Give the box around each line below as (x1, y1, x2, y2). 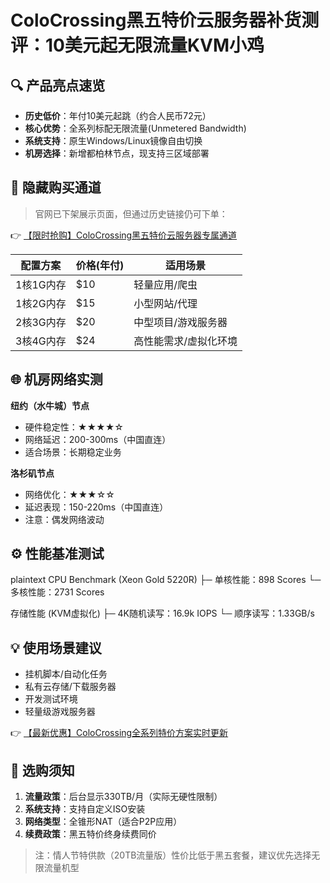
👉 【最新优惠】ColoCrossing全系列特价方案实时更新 (10, 727, 229, 739)
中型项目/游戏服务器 (133, 315, 228, 329)
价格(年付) (75, 258, 125, 272)
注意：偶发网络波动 (24, 513, 105, 525)
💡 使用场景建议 (10, 639, 102, 656)
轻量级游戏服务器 (24, 706, 96, 718)
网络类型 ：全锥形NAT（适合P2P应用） (24, 816, 183, 828)
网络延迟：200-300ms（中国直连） (24, 433, 172, 445)
